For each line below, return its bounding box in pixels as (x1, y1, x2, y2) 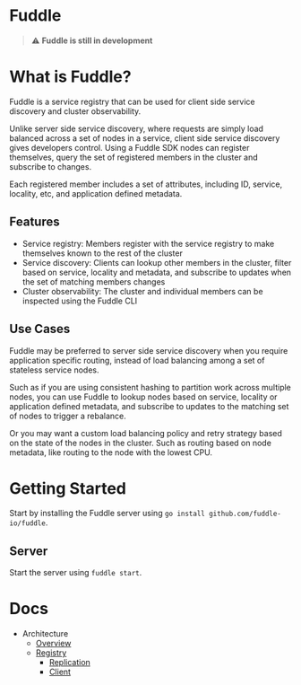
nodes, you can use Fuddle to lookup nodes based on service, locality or (9, 391, 278, 402)
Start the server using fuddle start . (9, 567, 142, 578)
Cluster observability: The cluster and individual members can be (21, 285, 263, 296)
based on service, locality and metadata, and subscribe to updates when (21, 267, 292, 277)
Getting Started (9, 478, 127, 498)
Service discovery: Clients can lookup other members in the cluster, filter (21, 257, 292, 268)
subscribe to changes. (9, 161, 92, 171)
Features (9, 215, 60, 230)
